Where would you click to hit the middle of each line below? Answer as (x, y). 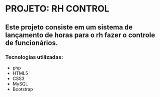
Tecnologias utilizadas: (34, 57)
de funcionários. (32, 43)
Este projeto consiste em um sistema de (69, 27)
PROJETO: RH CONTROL (57, 9)
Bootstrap (23, 89)
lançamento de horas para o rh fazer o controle (80, 35)
